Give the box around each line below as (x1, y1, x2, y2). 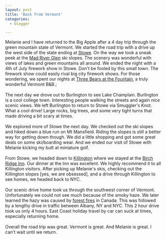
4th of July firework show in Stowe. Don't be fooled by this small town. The (5, 66, 159, 72)
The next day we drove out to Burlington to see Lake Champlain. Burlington (5, 92, 159, 98)
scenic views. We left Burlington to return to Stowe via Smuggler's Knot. (5, 102, 152, 108)
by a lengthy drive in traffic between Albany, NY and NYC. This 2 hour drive (5, 203, 160, 209)
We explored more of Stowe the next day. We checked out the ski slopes (5, 124, 154, 130)
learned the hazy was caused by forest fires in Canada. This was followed (5, 197, 156, 204)
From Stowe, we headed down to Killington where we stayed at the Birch (5, 155, 154, 161)
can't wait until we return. (5, 229, 57, 235)
